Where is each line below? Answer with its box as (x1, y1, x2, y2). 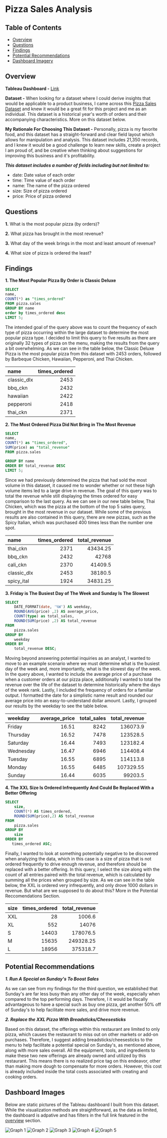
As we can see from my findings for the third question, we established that (5, 985, 158, 991)
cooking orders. (5, 1074, 38, 1080)
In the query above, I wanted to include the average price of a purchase (5, 671, 152, 677)
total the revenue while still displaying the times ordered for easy (5, 493, 138, 499)
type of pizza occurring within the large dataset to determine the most (5, 329, 149, 335)
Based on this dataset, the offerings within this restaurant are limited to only (5, 1026, 160, 1032)
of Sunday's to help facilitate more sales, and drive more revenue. (5, 1007, 140, 1013)
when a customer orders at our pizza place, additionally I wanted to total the (5, 676, 161, 682)
